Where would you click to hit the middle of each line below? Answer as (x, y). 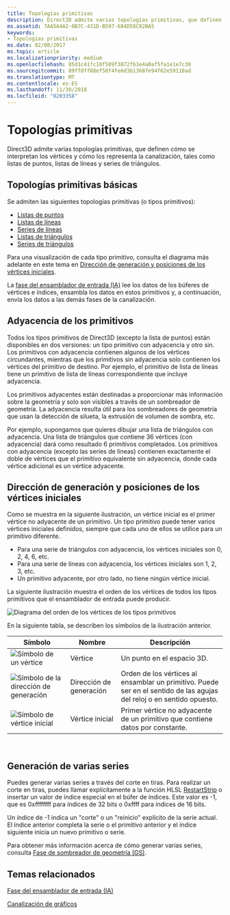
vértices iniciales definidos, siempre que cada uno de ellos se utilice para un (115, 529)
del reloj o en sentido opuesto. (169, 699)
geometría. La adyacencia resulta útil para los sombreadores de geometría (112, 409)
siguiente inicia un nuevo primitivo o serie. (66, 832)
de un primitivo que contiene (167, 719)
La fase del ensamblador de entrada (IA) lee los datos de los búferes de (108, 285)
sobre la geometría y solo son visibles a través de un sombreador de (104, 402)
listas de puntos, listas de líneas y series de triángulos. (84, 163)
